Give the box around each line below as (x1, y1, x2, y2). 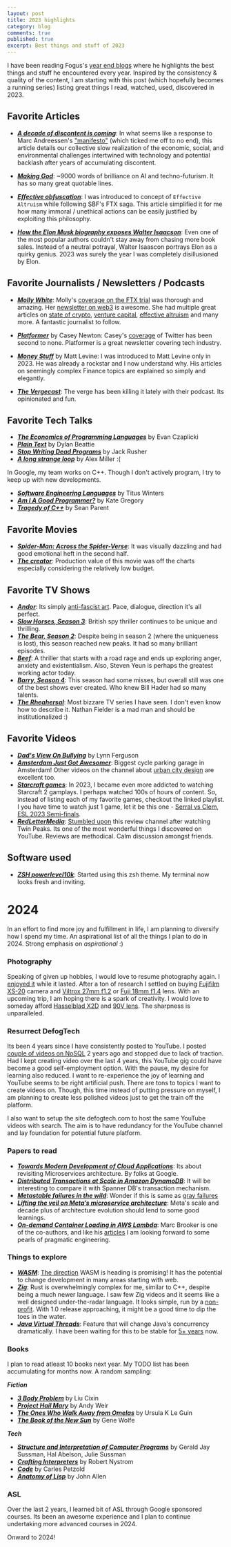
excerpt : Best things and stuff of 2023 (7, 42, 125, 49)
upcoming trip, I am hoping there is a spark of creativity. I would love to (7, 994, 210, 1002)
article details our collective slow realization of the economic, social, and (17, 143, 224, 152)
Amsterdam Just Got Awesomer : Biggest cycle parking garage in (17, 758, 205, 767)
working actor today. (17, 668, 77, 677)
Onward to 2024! (7, 1533, 56, 1541)
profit (17, 1304, 33, 1313)
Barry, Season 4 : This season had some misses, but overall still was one (17, 676, 224, 684)
